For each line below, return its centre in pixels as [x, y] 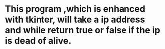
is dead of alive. [38, 41]
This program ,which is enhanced [75, 9]
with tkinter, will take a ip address [75, 20]
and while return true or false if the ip [83, 30]
